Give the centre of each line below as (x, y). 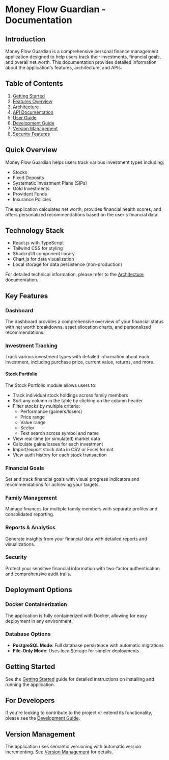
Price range (32, 416)
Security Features (31, 134)
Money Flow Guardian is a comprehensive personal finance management (82, 51)
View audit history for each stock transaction (60, 455)
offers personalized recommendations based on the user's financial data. (82, 214)
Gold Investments (31, 188)
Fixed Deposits (28, 178)
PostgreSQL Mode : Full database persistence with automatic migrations (88, 645)
